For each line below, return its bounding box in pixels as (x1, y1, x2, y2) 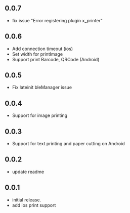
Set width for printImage (12, 51, 63, 57)
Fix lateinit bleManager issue (12, 84, 72, 91)
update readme (12, 168, 44, 175)
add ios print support (12, 202, 56, 208)
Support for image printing (12, 112, 68, 118)
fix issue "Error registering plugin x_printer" (12, 17, 103, 23)
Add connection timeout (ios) (12, 46, 73, 52)
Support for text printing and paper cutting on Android (12, 141, 125, 147)
